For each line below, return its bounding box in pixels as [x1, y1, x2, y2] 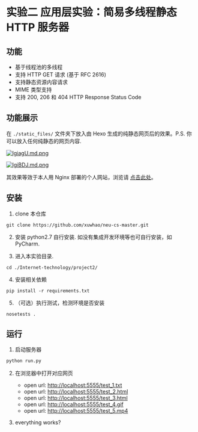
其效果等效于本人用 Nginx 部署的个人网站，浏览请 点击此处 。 [6, 173, 157, 181]
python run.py [6, 358, 42, 364]
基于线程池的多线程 [14, 64, 63, 70]
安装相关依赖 [14, 276, 47, 283]
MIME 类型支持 [14, 86, 52, 93]
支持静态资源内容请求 [14, 79, 68, 85]
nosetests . [6, 311, 36, 317]
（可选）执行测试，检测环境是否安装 [14, 299, 105, 306]
